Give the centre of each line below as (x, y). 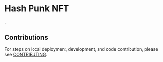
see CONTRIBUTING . (26, 54)
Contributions (26, 37)
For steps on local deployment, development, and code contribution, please (81, 49)
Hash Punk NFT (37, 9)
